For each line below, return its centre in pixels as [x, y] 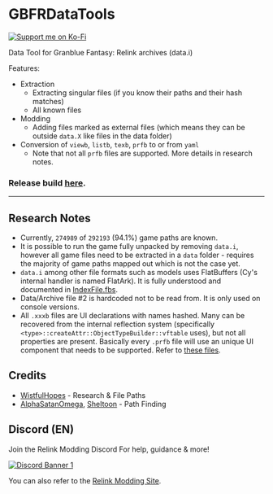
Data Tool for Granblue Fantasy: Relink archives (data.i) [101, 52]
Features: [24, 68]
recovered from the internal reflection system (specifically [117, 324]
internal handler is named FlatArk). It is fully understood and [121, 281]
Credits [28, 376]
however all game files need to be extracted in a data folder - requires [137, 255]
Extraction [37, 84]
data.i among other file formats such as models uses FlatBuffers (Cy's [139, 273]
